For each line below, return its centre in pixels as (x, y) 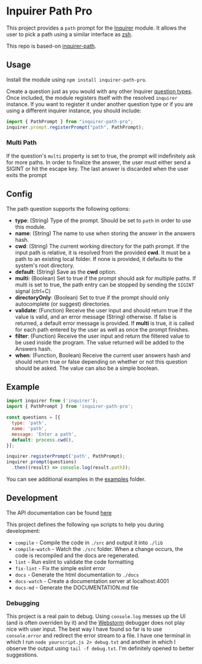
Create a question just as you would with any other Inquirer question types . (99, 91)
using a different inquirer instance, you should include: (74, 111)
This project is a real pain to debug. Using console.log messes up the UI (96, 616)
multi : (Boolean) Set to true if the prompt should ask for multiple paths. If (105, 278)
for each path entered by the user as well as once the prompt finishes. (102, 329)
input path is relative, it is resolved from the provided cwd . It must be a (103, 253)
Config (19, 194)
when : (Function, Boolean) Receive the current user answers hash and (103, 355)
